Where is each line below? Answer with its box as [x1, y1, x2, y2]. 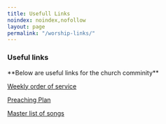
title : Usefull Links [7, 10, 71, 17]
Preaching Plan [7, 95, 51, 104]
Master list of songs [7, 109, 64, 117]
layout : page [7, 23, 46, 30]
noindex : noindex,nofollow [7, 17, 86, 24]
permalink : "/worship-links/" [7, 29, 96, 37]
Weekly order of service [7, 82, 77, 91]
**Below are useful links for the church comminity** [7, 68, 159, 77]
